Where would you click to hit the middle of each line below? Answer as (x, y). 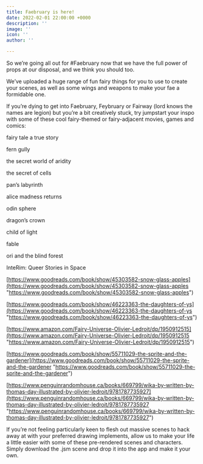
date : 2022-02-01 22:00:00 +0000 (49, 18)
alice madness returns (34, 197)
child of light (22, 232)
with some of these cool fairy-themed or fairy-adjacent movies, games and (100, 119)
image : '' (19, 29)
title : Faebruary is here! (40, 12)
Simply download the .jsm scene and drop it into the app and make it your (98, 449)
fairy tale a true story (33, 137)
